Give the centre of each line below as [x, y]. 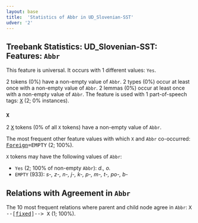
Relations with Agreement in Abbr [68, 193]
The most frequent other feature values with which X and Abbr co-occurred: [98, 139]
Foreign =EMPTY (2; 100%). [40, 145]
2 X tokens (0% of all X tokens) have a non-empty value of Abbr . [84, 128]
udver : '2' [20, 23]
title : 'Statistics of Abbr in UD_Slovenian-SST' [70, 17]
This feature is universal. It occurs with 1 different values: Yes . [81, 70]
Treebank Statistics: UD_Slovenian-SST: [82, 47]
